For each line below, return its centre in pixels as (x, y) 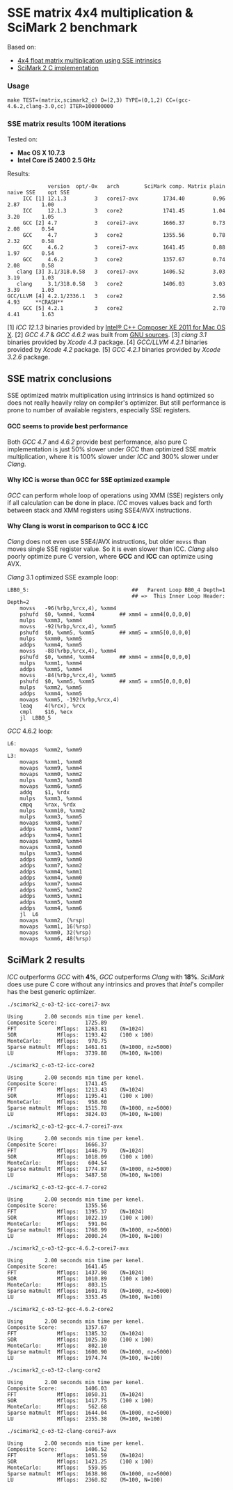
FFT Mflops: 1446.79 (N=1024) (76, 1151)
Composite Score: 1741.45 (57, 1084)
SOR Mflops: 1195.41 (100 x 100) (81, 1096)
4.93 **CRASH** (35, 302)
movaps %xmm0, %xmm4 (51, 841)
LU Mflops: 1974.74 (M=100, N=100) (85, 1358)
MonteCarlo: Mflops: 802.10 (57, 1346)
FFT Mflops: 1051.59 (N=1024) (76, 1455)
